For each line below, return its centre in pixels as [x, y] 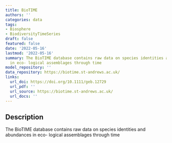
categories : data [24, 20]
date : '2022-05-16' [26, 48]
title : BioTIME [21, 10]
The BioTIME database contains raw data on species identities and [76, 130]
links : [12, 77]
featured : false [23, 44]
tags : [11, 24]
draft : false [19, 39]
